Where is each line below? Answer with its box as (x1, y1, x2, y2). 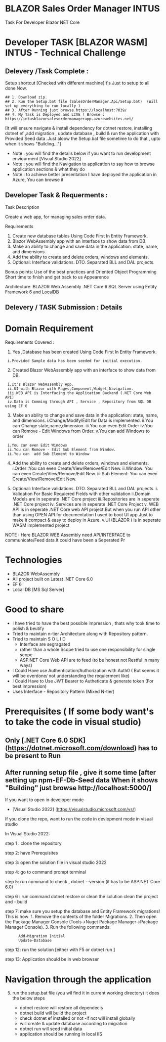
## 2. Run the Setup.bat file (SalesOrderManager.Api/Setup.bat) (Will (5, 99, 158, 104)
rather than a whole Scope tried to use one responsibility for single (19, 646, 156, 652)
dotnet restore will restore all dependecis (19, 1005, 103, 1011)
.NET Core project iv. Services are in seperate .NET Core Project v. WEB (12, 501, 159, 507)
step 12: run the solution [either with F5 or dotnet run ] (5, 947, 115, 952)
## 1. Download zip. (5, 94, 48, 99)
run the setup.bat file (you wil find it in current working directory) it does (12, 990, 160, 996)
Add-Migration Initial (18, 934, 65, 939)
